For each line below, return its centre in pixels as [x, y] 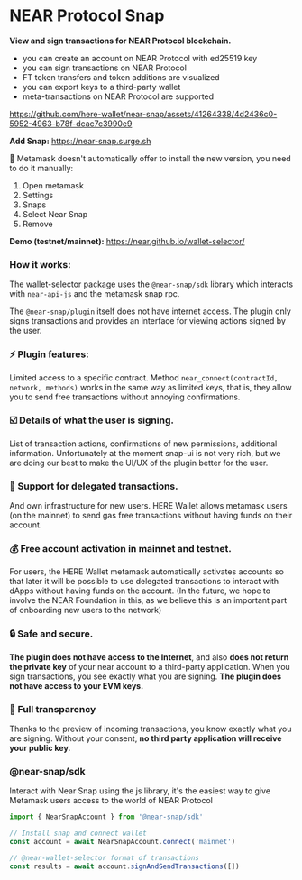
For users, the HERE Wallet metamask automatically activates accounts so [146, 572]
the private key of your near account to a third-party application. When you [150, 666]
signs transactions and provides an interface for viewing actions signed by [148, 321]
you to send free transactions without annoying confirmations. [125, 397]
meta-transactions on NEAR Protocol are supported [118, 96]
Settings [38, 195]
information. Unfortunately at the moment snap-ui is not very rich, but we [145, 453]
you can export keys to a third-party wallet [101, 87]
